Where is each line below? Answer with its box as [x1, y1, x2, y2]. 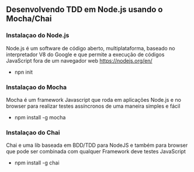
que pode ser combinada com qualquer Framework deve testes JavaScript [6, 148, 186, 155]
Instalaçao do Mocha [6, 83, 67, 91]
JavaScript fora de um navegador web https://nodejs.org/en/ [6, 57, 153, 64]
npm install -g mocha [14, 113, 66, 121]
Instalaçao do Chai [6, 128, 60, 136]
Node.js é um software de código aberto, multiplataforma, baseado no [6, 44, 175, 51]
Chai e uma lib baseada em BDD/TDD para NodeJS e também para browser [6, 142, 188, 149]
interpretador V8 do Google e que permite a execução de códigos [6, 51, 165, 58]
